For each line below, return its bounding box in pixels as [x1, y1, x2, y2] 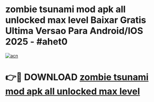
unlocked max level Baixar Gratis [5, 14, 146, 26]
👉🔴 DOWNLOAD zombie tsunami [5, 72, 149, 83]
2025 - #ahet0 [5, 36, 68, 48]
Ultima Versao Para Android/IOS [5, 25, 143, 37]
